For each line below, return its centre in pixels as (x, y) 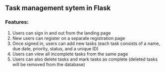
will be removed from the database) (49, 64)
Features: (17, 22)
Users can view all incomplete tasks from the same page (70, 54)
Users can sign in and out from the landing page (61, 33)
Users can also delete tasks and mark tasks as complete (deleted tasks (85, 59)
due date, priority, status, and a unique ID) (55, 48)
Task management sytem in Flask (58, 8)
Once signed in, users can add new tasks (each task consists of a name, (86, 43)
